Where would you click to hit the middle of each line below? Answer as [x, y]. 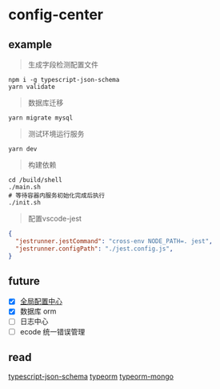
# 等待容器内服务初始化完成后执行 [57, 196]
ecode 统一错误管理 [52, 331]
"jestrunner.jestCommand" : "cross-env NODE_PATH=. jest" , [114, 241]
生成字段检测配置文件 [63, 65]
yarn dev [23, 149]
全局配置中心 [41, 302]
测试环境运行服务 [56, 134]
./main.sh [25, 187]
